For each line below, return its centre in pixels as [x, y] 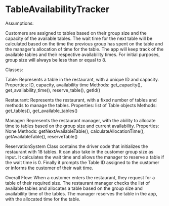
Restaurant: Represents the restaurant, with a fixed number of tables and [81, 100]
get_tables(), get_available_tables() [41, 111]
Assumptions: [19, 23]
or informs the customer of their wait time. [49, 168]
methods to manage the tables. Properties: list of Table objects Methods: [81, 105]
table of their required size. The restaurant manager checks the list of [78, 183]
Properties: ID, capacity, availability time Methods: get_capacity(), [74, 85]
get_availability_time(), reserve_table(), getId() [53, 90]
